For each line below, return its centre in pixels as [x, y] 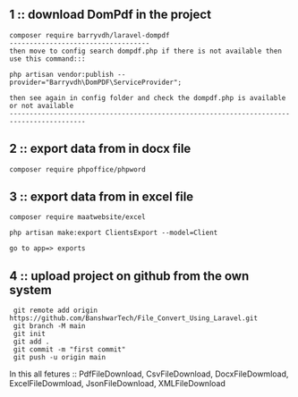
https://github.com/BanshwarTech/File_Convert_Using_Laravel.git [133, 318]
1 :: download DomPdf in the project [111, 15]
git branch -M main [50, 326]
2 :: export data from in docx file [100, 149]
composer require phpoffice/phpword [77, 169]
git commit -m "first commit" [69, 350]
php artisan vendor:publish [62, 74]
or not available [42, 106]
